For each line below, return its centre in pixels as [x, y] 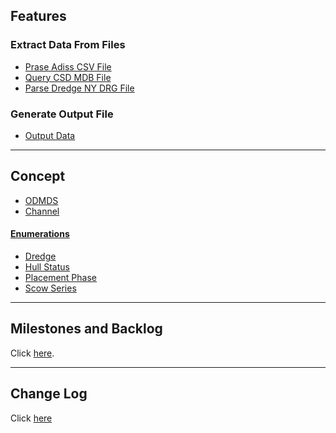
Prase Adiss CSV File [68, 66]
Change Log [49, 394]
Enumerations [40, 234]
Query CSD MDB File [68, 77]
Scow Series [50, 288]
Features [38, 16]
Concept [38, 176]
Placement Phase [60, 277]
